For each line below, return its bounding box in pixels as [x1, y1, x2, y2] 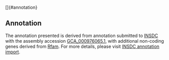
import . [5, 48, 20, 55]
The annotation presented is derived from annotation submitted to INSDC [5, 33, 158, 39]
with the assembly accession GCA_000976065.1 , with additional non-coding [5, 38, 164, 44]
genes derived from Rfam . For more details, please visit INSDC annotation [5, 43, 160, 49]
